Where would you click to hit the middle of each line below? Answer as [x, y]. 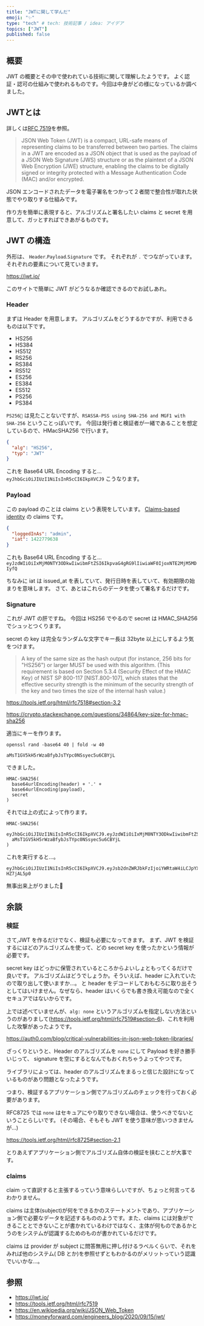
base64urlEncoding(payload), [49, 790]
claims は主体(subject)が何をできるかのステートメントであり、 [84, 1211]
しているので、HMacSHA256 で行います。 [59, 430]
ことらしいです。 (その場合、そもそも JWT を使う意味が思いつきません [105, 1120]
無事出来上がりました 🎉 [35, 886]
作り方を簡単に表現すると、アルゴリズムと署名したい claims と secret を [97, 212]
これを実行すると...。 [33, 857]
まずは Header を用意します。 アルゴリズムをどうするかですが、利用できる [100, 319]
